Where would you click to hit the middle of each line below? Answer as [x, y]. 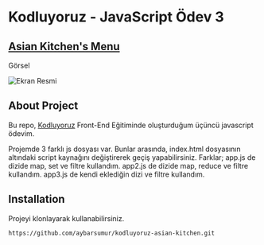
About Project [43, 106]
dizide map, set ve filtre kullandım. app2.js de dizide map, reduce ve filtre [128, 165]
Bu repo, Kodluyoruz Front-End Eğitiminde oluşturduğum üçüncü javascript [131, 125]
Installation [37, 199]
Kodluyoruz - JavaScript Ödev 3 [116, 17]
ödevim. [21, 133]
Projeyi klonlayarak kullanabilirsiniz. [66, 218]
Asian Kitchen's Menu [64, 47]
